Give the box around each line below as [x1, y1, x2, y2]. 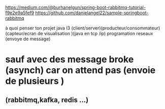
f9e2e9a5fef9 [5, 10, 35, 16]
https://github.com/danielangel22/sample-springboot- [35, 10, 149, 16]
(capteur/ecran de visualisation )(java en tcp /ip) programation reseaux [5, 31, 153, 36]
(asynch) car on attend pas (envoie [5, 65, 156, 76]
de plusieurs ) [5, 75, 64, 87]
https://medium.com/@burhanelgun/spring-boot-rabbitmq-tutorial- [5, 5, 146, 10]
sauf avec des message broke [5, 53, 134, 65]
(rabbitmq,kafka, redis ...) [5, 95, 89, 104]
